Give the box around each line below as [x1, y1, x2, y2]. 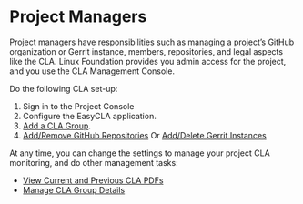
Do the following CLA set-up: [9, 83, 118, 94]
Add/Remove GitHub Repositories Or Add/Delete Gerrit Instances [22, 129, 267, 140]
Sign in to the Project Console [22, 100, 135, 111]
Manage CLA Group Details [22, 184, 126, 195]
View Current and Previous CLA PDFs [22, 175, 164, 186]
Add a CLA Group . [22, 120, 91, 131]
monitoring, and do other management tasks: [9, 157, 179, 168]
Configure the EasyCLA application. [22, 110, 157, 121]
